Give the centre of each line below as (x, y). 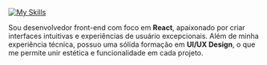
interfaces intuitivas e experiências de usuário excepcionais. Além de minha (133, 36)
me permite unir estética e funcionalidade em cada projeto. (106, 53)
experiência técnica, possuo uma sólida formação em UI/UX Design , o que (132, 44)
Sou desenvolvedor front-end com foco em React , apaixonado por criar (127, 27)
